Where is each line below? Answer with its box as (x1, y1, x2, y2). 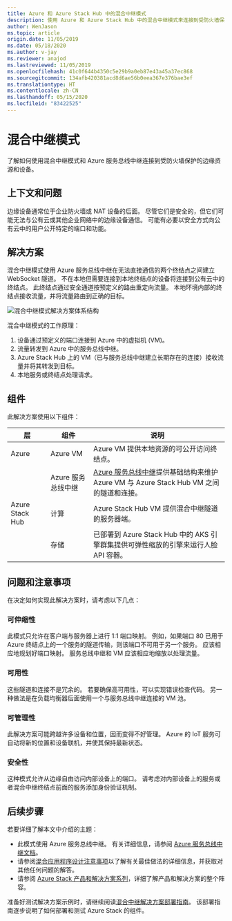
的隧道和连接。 (93, 489, 142, 498)
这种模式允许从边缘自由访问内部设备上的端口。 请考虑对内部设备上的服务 (7, 774, 215, 783)
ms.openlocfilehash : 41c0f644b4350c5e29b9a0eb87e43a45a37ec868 (7, 68, 193, 75)
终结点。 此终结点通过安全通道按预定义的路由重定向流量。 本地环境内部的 (7, 283, 216, 291)
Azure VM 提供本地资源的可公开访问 (93, 444, 211, 454)
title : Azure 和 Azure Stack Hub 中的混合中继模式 (7, 10, 146, 17)
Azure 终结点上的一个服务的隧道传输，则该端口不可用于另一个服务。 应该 (7, 641, 215, 649)
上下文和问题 (7, 188, 62, 199)
